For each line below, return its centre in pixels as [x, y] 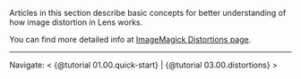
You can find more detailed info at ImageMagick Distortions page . [130, 39]
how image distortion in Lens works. [76, 22]
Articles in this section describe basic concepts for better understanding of [148, 13]
